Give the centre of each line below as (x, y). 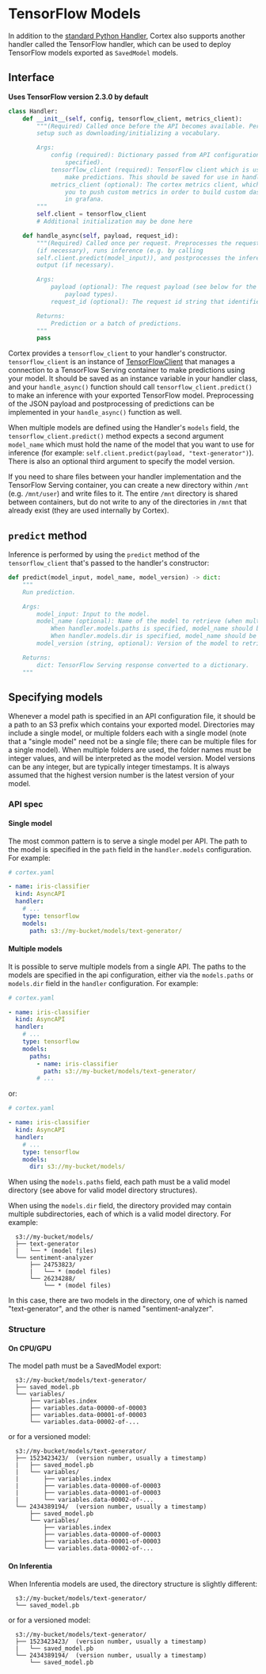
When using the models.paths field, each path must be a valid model (120, 1182)
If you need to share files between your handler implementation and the (125, 477)
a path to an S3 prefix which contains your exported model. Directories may (131, 725)
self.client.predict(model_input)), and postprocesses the (136, 258)
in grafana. (84, 199)
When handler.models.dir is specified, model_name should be (154, 636)
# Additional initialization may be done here (115, 221)
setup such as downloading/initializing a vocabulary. (129, 133)
